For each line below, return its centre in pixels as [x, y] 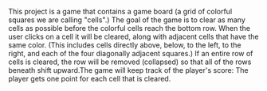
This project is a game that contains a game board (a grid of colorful [120, 11]
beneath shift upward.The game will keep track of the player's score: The [128, 70]
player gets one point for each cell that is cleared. [90, 79]
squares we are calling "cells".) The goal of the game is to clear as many [127, 20]
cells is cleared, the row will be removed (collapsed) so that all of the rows [130, 62]
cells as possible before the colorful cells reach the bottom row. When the [130, 28]
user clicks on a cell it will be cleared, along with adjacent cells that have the [133, 36]
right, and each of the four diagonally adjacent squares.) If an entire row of [131, 53]
